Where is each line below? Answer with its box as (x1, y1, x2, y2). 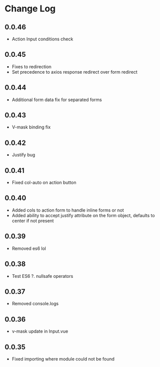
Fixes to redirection (11, 63, 52, 70)
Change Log (4, 3, 56, 14)
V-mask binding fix (11, 124, 51, 130)
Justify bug (11, 152, 35, 158)
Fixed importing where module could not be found (11, 356, 115, 362)
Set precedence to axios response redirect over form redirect (11, 69, 138, 75)
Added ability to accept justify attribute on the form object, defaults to (11, 212, 155, 218)
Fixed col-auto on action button (11, 180, 77, 186)
